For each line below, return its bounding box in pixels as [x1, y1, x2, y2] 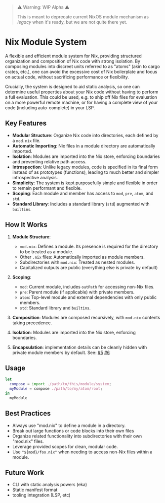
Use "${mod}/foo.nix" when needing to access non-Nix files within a [12, 449, 153, 455]
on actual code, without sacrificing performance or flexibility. [5, 74, 129, 80]
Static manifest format [12, 487, 58, 493]
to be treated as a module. [19, 248, 74, 255]
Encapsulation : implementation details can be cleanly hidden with [12, 344, 147, 350]
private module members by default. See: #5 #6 [12, 350, 110, 356]
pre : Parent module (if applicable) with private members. [19, 289, 135, 295]
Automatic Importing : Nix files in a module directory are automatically [12, 143, 156, 148]
